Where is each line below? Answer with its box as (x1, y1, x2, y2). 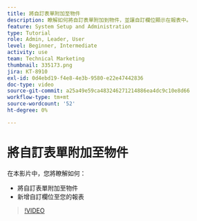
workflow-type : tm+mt (7, 94, 70, 101)
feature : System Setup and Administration (7, 23, 131, 30)
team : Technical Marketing (7, 55, 85, 62)
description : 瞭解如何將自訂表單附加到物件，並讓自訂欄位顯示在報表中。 (7, 17, 192, 24)
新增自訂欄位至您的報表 (17, 192, 84, 201)
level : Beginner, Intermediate (7, 42, 97, 49)
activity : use (7, 49, 48, 56)
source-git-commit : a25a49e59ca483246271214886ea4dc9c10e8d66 (7, 87, 190, 94)
